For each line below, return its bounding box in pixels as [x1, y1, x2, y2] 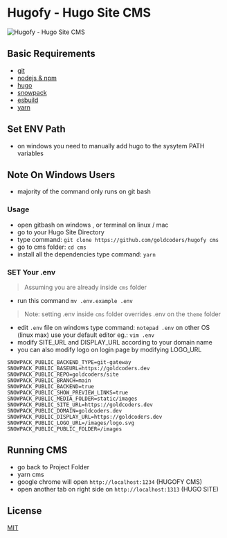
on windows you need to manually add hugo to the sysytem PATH [17, 141, 205, 150]
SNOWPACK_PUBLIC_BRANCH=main [7, 376, 91, 384]
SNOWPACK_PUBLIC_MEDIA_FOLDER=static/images [7, 395, 138, 402]
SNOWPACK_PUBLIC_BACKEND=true [7, 383, 95, 390]
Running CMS [7, 444, 68, 456]
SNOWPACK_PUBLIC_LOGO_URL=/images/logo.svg [7, 419, 135, 426]
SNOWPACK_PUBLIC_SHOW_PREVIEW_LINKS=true [7, 389, 129, 396]
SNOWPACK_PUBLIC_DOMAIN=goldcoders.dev [7, 407, 122, 414]
